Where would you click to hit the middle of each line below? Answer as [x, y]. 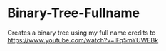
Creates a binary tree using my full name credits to [82, 33]
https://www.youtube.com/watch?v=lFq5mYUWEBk [83, 40]
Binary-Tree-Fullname [74, 13]
